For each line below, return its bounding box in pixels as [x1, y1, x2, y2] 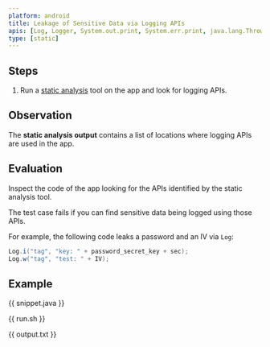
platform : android [8, 11, 70, 20]
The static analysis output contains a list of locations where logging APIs [8, 130, 252, 139]
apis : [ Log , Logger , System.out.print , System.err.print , [8, 27, 207, 35]
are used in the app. [8, 138, 75, 148]
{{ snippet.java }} [8, 299, 65, 308]
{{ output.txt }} [8, 329, 57, 339]
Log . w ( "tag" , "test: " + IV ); [8, 254, 110, 262]
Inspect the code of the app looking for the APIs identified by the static [8, 183, 243, 193]
